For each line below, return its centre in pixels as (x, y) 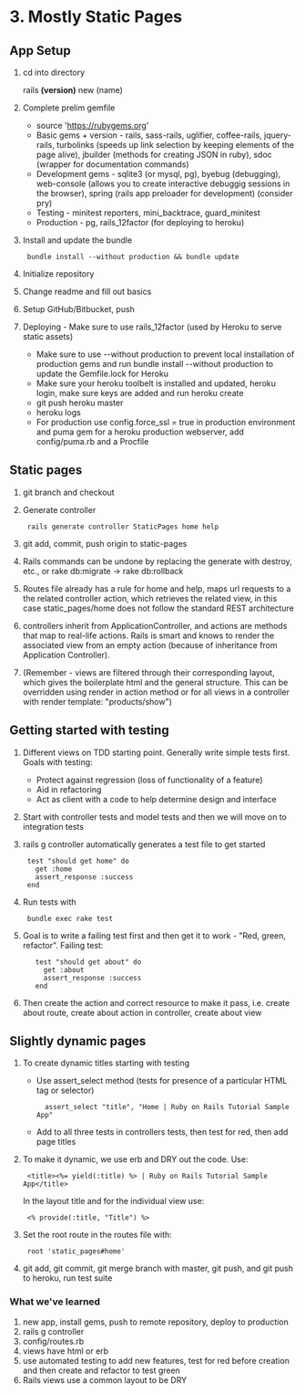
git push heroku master (80, 403)
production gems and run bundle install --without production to (155, 364)
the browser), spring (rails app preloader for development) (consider (164, 193)
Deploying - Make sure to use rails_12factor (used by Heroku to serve (152, 327)
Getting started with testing (90, 731)
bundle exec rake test (70, 918)
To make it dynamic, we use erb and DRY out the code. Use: (135, 1159)
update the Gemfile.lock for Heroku (102, 373)
